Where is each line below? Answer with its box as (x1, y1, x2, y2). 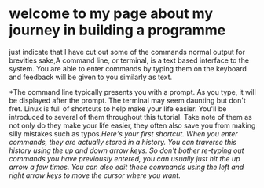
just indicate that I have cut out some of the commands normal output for (9, 47, 246, 56)
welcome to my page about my (9, 5, 214, 23)
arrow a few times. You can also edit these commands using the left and (9, 162, 244, 172)
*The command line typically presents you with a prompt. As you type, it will (9, 87, 256, 96)
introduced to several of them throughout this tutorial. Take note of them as (9, 112, 252, 121)
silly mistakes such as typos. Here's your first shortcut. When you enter (9, 128, 238, 138)
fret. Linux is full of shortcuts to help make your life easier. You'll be (9, 103, 227, 114)
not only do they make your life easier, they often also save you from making (9, 121, 256, 130)
